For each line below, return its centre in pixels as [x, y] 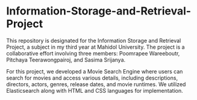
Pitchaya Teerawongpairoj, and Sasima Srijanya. [66, 60]
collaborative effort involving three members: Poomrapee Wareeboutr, [93, 53]
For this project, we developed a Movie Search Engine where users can [95, 71]
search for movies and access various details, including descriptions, [92, 78]
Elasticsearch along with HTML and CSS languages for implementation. [95, 90]
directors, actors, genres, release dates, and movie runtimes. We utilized [96, 84]
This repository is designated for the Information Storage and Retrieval [94, 40]
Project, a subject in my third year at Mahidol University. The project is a [95, 47]
